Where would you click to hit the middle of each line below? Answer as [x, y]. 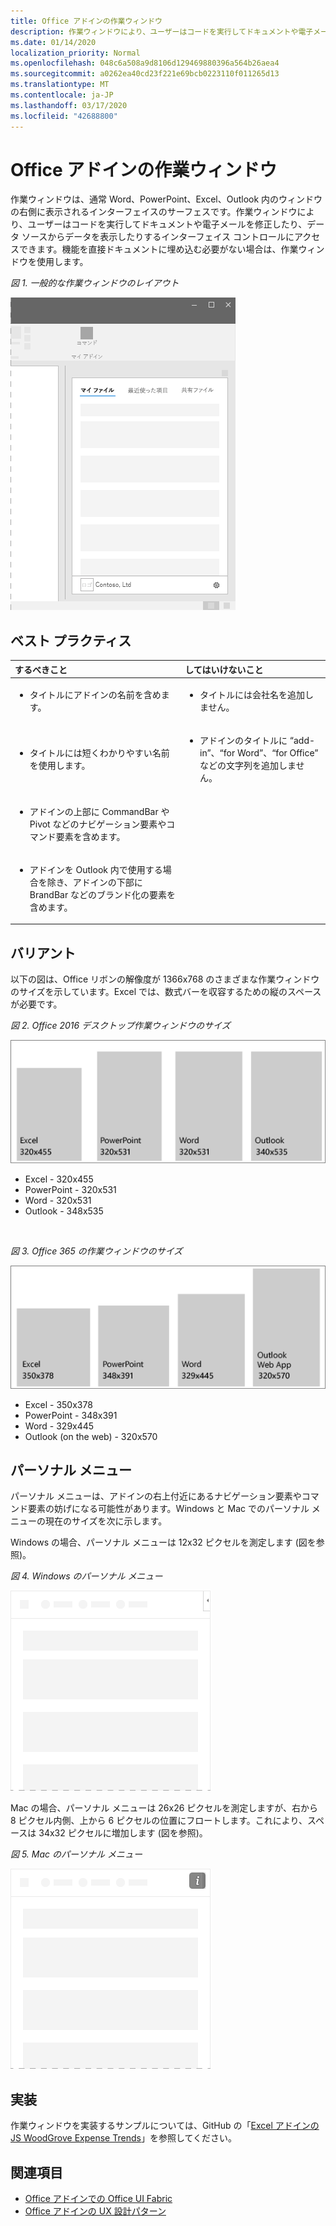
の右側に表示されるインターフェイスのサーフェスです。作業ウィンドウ [154, 212]
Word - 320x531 [58, 1200]
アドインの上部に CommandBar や [99, 811]
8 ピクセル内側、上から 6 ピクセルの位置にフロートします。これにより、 [159, 1821]
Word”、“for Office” [277, 753]
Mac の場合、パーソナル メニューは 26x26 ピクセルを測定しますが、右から [164, 1808]
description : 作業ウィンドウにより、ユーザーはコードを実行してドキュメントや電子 [162, 31]
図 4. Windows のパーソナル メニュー [86, 1576]
